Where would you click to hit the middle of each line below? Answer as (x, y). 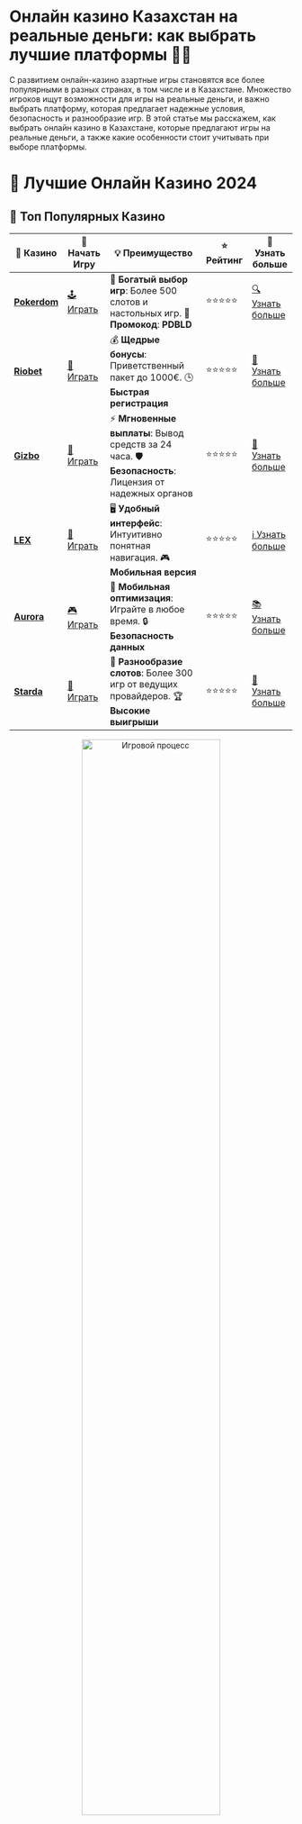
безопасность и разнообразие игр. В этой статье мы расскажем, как (143, 118)
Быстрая (129, 392)
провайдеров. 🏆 (146, 695)
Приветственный (147, 365)
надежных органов (151, 493)
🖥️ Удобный (134, 508)
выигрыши (134, 721)
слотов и (129, 302)
